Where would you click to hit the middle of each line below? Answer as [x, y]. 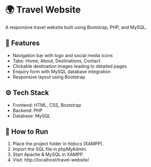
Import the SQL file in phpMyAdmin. [50, 149]
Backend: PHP [28, 110]
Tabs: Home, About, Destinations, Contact [56, 61]
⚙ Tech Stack [27, 93]
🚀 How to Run [27, 131]
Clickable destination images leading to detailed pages [70, 66]
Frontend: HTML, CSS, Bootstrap [47, 105]
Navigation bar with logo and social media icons [63, 55]
